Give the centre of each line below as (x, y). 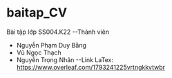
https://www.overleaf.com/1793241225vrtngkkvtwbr (91, 67)
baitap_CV (37, 13)
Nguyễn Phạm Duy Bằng (51, 45)
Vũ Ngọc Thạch (39, 52)
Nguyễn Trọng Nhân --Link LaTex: (65, 59)
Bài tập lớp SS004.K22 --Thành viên (58, 32)
